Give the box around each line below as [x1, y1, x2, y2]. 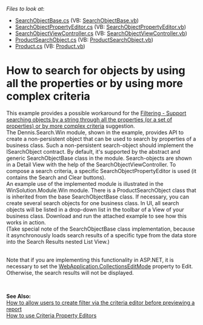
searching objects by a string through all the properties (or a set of [6, 116, 173, 123]
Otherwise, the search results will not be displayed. [6, 269, 135, 276]
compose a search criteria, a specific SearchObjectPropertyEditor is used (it [6, 167, 197, 174]
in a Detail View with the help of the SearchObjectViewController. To [6, 160, 176, 168]
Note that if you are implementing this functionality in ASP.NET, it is [6, 256, 174, 263]
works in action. [6, 218, 47, 226]
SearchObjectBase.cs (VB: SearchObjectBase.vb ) [15, 17, 139, 24]
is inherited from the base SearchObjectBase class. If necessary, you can [6, 193, 190, 200]
